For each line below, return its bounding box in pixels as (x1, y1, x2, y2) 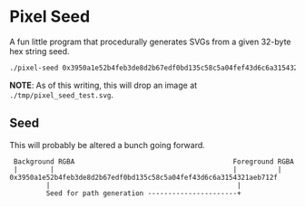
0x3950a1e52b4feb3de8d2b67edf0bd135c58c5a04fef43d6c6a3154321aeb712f (9, 173, 279, 182)
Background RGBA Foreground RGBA (13, 156, 295, 166)
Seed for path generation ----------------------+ (45, 188, 242, 198)
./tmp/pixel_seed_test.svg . (9, 89, 114, 100)
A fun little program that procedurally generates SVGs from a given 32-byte (9, 36, 292, 47)
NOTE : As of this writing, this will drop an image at (9, 80, 198, 90)
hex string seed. (9, 45, 70, 56)
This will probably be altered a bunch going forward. (9, 139, 206, 150)
